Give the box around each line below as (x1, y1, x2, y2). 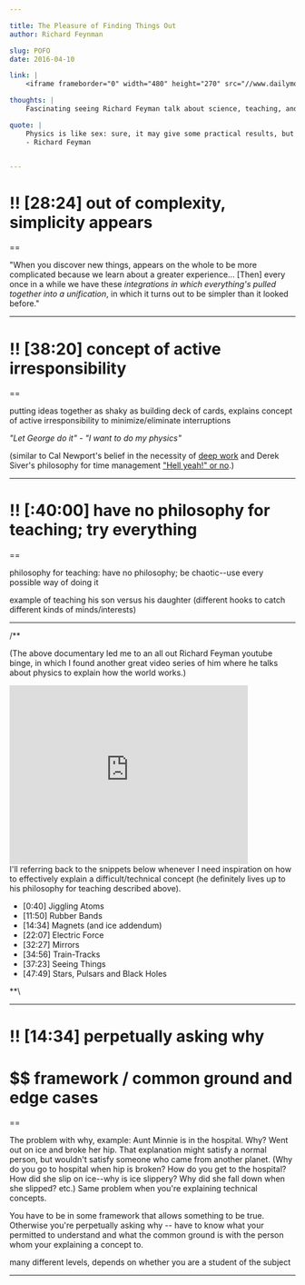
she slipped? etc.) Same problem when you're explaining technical (9, 1183, 258, 1194)
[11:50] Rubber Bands (22, 911, 103, 921)
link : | (9, 71, 39, 80)
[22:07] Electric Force (22, 930, 104, 941)
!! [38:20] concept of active (9, 338, 221, 359)
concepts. (9, 1192, 47, 1204)
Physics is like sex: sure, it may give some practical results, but (25, 129, 295, 138)
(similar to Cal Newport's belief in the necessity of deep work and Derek (9, 451, 280, 462)
